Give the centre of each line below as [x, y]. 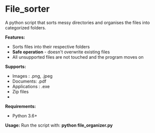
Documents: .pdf [29, 81]
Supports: [15, 66]
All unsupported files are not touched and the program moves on [78, 57]
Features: [15, 37]
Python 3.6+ [25, 115]
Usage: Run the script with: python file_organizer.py [59, 125]
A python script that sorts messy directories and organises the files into [77, 22]
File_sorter [28, 9]
